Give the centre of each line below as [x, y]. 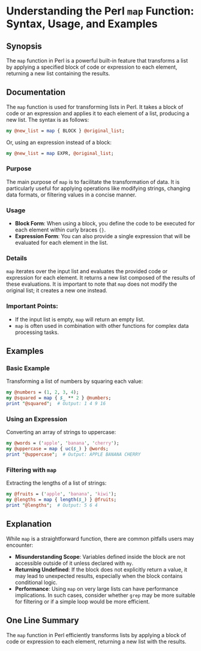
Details [17, 259]
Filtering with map [31, 470]
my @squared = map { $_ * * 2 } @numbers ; [59, 398]
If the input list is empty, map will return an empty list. [80, 319]
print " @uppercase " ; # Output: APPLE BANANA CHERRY [73, 454]
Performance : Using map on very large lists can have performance [97, 588]
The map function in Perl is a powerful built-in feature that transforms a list [97, 61]
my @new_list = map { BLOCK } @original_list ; [65, 131]
